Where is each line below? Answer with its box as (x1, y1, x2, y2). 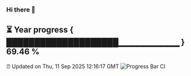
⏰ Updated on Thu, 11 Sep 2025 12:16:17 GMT (6, 63, 119, 70)
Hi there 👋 (6, 5, 36, 14)
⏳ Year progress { (6, 25, 74, 35)
